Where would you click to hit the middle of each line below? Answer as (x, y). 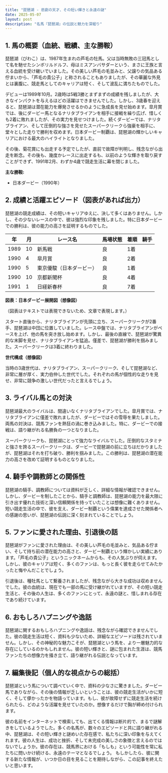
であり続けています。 (27, 600)
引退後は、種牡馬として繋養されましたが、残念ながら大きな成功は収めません (84, 581)
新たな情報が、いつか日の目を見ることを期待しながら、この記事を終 (84, 759)
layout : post (19, 19)
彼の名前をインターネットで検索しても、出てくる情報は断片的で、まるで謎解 (84, 721)
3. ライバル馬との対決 (38, 398)
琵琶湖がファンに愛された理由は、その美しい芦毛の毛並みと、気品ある (77, 545)
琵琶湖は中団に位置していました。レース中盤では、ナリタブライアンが (86, 327)
